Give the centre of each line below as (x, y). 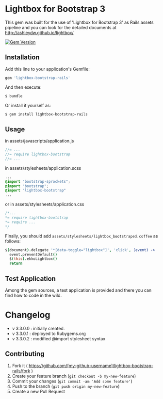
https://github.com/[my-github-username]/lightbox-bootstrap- (91, 366)
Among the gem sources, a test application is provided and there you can (78, 290)
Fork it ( (20, 366)
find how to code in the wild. (33, 295)
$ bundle (14, 96)
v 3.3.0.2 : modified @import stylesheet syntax (59, 338)
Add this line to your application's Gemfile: (47, 69)
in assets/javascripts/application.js (40, 141)
